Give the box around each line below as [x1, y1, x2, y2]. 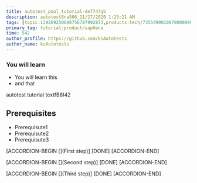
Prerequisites [6, 108, 56, 118]
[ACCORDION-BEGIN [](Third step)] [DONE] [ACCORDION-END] [6, 170, 161, 177]
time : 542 [6, 30, 30, 36]
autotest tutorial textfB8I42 [6, 91, 71, 98]
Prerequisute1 [14, 123, 48, 130]
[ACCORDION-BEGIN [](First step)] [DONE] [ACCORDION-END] [6, 147, 159, 154]
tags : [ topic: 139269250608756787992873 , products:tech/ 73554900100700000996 [6, 19, 195, 25]
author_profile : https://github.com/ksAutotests [6, 36, 127, 42]
